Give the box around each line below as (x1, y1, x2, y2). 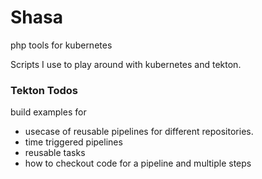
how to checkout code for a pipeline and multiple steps (24, 157, 252, 170)
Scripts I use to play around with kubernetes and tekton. (10, 58, 242, 70)
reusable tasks (24, 147, 86, 159)
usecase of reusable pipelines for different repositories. (24, 126, 254, 138)
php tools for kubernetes (10, 39, 113, 51)
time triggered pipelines (24, 136, 123, 148)
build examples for (10, 106, 87, 118)
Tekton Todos (10, 83, 78, 97)
